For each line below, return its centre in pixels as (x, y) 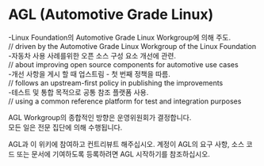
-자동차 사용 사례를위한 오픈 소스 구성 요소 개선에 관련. (92, 55)
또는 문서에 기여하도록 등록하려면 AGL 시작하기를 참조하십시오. (113, 154)
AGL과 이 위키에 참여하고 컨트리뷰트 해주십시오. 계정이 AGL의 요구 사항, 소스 (126, 144)
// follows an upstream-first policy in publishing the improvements (116, 83)
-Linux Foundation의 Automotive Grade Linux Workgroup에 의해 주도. (120, 37)
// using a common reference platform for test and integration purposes (125, 101)
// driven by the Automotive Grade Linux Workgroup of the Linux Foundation (132, 46)
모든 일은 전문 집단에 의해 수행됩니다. (65, 127)
